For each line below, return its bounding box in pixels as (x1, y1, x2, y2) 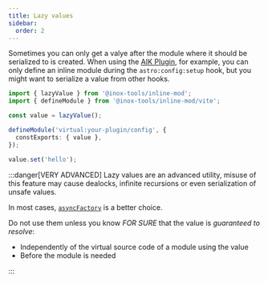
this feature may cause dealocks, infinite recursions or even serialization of (8, 178, 257, 188)
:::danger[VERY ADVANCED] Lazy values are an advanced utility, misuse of (8, 170, 257, 179)
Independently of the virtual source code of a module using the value (19, 242, 249, 252)
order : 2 (15, 26, 45, 34)
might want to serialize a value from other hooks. (8, 74, 170, 84)
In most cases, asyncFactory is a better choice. (8, 202, 163, 212)
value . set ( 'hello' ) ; (8, 155, 78, 163)
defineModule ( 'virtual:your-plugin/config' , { (8, 126, 167, 134)
